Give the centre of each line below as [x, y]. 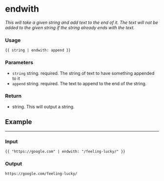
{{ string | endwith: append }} [38, 50]
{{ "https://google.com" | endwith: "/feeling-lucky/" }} [65, 151]
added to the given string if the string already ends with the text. [70, 27]
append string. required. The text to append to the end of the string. [79, 83]
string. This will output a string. [43, 107]
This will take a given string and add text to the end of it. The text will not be [82, 22]
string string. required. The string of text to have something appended [83, 73]
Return [13, 96]
